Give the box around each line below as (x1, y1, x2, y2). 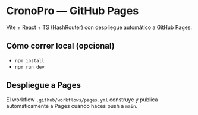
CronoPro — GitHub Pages (6, 4, 139, 18)
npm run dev (14, 64, 45, 70)
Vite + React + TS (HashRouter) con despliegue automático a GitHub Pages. (6, 24, 192, 31)
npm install (14, 57, 45, 63)
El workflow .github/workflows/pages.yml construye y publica (6, 96, 158, 103)
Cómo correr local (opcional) (6, 41, 115, 51)
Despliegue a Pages (6, 80, 81, 90)
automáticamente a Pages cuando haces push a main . (6, 102, 138, 109)
